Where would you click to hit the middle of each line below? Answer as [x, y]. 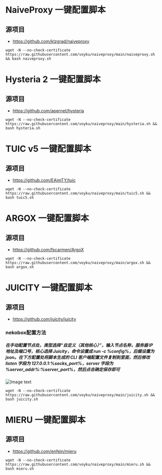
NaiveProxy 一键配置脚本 [56, 10]
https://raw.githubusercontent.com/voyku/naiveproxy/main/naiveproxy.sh [80, 54]
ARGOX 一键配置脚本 [47, 218]
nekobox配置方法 [26, 332]
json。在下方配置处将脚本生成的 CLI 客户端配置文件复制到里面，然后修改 [78, 357]
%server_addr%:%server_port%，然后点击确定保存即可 [63, 369]
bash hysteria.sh [23, 128]
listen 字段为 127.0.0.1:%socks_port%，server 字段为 [59, 363]
